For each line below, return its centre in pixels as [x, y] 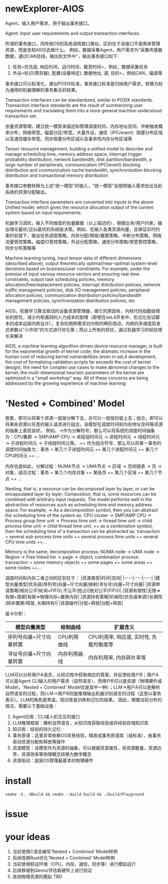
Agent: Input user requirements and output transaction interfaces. [73, 33]
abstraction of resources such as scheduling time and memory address [79, 504]
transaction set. [21, 116]
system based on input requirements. [43, 212]
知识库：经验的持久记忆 [36, 729]
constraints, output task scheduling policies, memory [60, 279]
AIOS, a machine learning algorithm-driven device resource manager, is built [84, 346]
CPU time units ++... [26, 542]
